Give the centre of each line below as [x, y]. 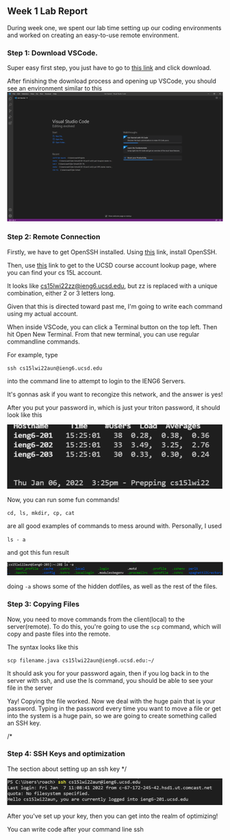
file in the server [30, 688]
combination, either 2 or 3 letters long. [61, 293]
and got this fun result [38, 552]
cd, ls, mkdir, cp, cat [41, 513]
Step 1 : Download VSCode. [52, 53]
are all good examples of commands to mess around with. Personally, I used [115, 526]
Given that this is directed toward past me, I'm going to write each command [115, 306]
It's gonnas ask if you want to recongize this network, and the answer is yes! [115, 394]
